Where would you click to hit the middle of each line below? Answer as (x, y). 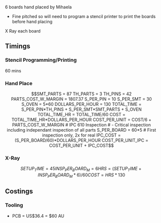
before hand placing (32, 22)
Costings (19, 191)
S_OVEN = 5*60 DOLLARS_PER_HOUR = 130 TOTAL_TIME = (81, 104)
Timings (18, 46)
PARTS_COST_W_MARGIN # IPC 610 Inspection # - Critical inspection (81, 125)
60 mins (13, 70)
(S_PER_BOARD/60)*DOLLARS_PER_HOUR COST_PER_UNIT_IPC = (81, 140)
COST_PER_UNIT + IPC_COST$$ (81, 145)
